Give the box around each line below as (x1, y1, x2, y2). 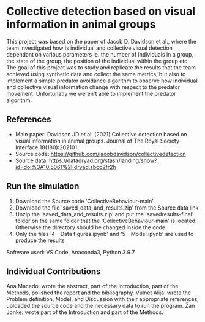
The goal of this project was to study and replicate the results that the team (6, 63, 196, 71)
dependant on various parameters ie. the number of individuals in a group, (6, 50, 194, 58)
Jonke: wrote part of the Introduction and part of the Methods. (6, 308, 163, 316)
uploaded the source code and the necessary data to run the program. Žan (6, 302, 195, 310)
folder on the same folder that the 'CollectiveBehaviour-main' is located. (15, 217, 197, 224)
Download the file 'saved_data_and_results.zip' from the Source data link (15, 204, 199, 211)
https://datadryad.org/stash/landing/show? (48, 157, 157, 164)
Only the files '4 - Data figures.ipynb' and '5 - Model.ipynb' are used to (15, 230, 194, 237)
